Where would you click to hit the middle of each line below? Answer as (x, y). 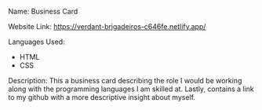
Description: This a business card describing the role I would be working (125, 81)
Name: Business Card (43, 11)
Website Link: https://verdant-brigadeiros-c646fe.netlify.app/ (107, 26)
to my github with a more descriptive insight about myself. (102, 97)
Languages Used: (36, 42)
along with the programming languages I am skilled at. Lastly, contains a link (131, 89)
